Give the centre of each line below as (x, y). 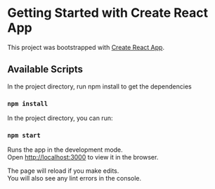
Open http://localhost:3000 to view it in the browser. (83, 157)
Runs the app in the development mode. (65, 150)
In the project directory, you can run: (60, 118)
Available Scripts (45, 69)
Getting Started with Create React (108, 13)
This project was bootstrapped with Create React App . (86, 47)
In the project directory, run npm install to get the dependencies (99, 86)
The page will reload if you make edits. (63, 171)
